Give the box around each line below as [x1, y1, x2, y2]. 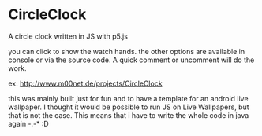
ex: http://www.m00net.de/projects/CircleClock [8, 79, 163, 88]
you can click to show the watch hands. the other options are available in [8, 46, 245, 56]
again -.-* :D [8, 119, 49, 128]
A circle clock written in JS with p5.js [8, 31, 129, 41]
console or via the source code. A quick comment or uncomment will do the [8, 55, 255, 64]
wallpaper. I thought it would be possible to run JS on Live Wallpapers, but [8, 102, 250, 112]
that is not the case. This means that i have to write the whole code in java [8, 110, 249, 119]
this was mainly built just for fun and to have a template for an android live [8, 94, 249, 103]
